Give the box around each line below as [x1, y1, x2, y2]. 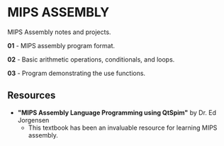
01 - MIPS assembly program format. [7, 41, 116, 50]
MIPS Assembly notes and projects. [7, 28, 111, 36]
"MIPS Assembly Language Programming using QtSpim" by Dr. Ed [17, 108, 217, 117]
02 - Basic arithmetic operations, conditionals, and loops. [7, 55, 175, 64]
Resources [7, 89, 56, 101]
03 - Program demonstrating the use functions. [7, 69, 146, 77]
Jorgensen [17, 116, 50, 124]
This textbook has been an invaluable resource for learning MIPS [28, 123, 218, 132]
